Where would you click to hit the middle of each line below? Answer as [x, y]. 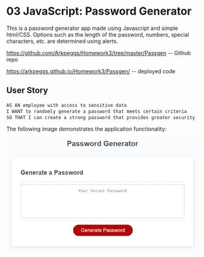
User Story [27, 91]
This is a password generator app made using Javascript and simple [92, 28]
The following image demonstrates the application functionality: [86, 129]
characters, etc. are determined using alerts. [62, 41]
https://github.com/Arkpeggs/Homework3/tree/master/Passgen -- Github [99, 52]
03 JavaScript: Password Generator [99, 11]
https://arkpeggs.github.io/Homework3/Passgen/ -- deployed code [91, 71]
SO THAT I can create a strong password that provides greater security [101, 117]
